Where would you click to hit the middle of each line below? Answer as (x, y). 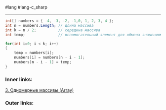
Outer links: (20, 103)
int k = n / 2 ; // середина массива (53, 30)
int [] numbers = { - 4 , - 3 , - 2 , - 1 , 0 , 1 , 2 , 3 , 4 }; (60, 21)
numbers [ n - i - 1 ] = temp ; (43, 62)
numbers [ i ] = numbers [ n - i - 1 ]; (49, 57)
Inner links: (19, 79)
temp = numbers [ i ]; (34, 53)
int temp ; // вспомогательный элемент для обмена (73, 35)
